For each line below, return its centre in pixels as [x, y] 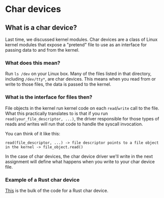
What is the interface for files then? [49, 97]
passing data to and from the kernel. [42, 50]
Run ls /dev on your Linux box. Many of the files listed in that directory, [78, 74]
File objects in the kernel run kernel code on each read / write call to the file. [82, 108]
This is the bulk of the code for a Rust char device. [57, 191]
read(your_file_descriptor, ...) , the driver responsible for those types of [82, 118]
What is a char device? [41, 28]
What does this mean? [33, 63]
